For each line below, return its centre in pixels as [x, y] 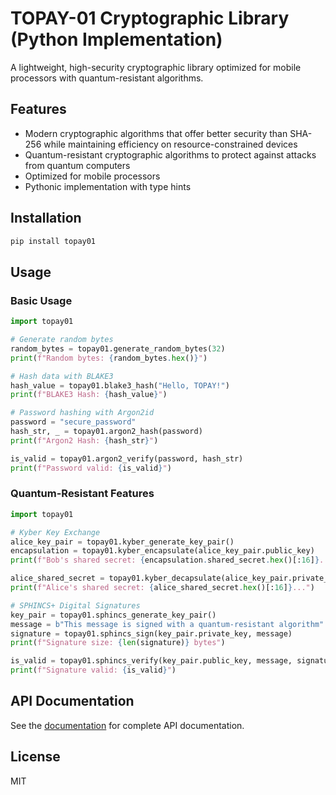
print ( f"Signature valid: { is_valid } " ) [93, 670]
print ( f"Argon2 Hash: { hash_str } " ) [84, 440]
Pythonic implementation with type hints [108, 186]
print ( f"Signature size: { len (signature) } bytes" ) [118, 643]
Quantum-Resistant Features [82, 494]
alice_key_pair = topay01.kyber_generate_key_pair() [122, 542]
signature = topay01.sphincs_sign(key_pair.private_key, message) [151, 633]
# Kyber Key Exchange [55, 532]
